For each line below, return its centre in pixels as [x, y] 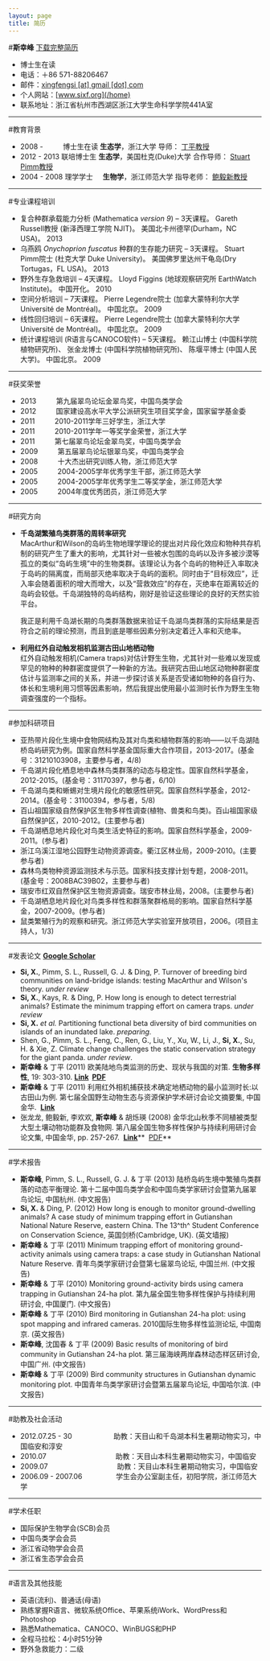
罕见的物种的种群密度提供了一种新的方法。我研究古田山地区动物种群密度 [139, 668]
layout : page [30, 16]
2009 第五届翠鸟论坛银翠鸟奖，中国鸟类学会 [102, 451]
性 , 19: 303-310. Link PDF [63, 1077]
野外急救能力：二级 [52, 1649]
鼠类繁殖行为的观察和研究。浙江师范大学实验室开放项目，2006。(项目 [135, 921]
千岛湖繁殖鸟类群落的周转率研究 [73, 533]
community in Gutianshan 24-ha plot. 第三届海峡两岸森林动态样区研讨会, [140, 1354]
